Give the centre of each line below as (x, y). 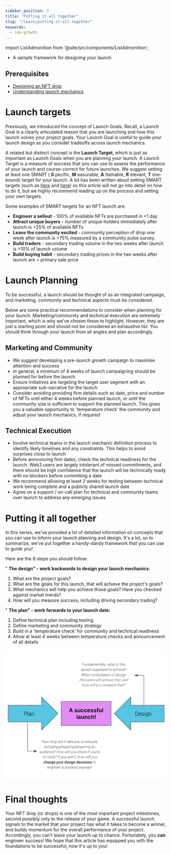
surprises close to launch (39, 454)
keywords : (16, 27)
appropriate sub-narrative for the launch (55, 388)
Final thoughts (36, 799)
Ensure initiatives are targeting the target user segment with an (79, 382)
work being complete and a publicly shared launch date (71, 486)
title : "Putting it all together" (42, 16)
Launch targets (38, 112)
